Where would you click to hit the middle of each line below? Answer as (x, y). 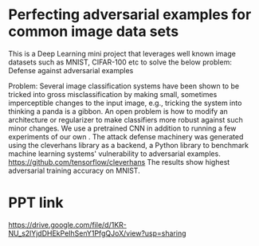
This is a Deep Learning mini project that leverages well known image (122, 53)
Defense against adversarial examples (71, 70)
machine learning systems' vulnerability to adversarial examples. (114, 154)
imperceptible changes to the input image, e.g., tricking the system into (125, 103)
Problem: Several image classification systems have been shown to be (124, 86)
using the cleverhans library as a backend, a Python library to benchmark (129, 145)
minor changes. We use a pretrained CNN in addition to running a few (122, 128)
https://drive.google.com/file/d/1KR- (68, 225)
